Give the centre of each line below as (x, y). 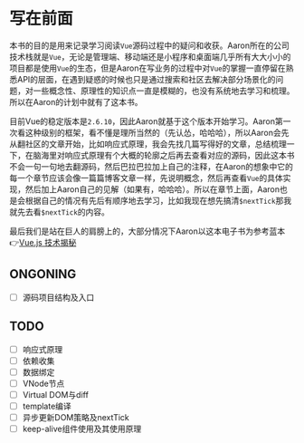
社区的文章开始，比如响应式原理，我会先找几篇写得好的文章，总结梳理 (156, 144)
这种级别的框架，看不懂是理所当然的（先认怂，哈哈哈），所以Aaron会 (153, 132)
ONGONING (43, 274)
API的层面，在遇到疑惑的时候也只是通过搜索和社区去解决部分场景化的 (146, 79)
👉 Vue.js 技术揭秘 (43, 242)
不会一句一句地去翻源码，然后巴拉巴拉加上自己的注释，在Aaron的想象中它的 (152, 166)
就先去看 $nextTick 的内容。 (60, 212)
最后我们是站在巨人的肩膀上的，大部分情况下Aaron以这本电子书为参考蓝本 (147, 231)
